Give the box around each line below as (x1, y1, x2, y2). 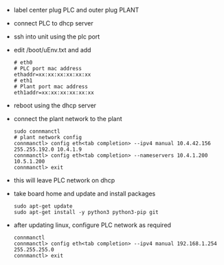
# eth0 (13, 59, 33, 66)
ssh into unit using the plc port (13, 32, 100, 41)
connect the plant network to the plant (13, 115, 122, 123)
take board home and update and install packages (13, 189, 156, 198)
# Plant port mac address (13, 83, 88, 90)
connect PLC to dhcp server (13, 19, 94, 27)
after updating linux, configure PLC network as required (13, 221, 172, 229)
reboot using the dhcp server (13, 101, 97, 109)
